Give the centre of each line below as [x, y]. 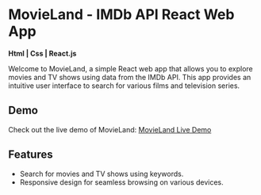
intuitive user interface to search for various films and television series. [124, 86]
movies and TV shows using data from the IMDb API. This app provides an [130, 77]
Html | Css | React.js [42, 53]
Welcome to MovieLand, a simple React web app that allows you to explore [130, 68]
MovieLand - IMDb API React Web [121, 15]
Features [31, 155]
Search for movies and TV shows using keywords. [102, 174]
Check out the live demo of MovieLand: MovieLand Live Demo [110, 129]
